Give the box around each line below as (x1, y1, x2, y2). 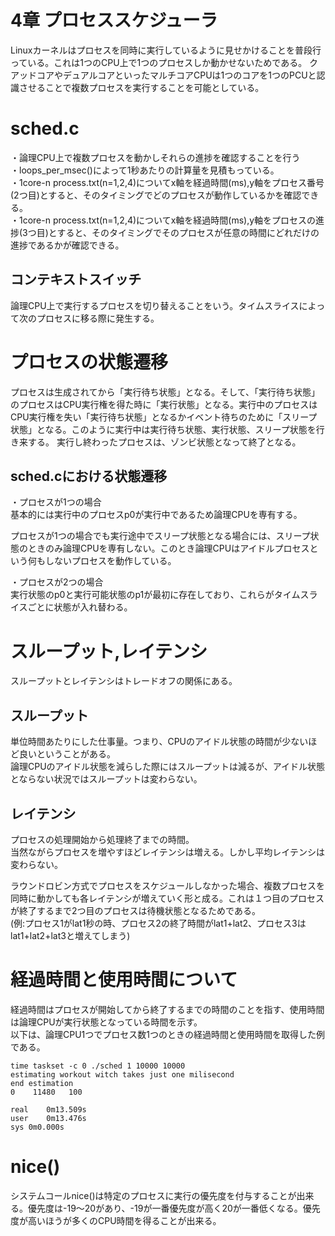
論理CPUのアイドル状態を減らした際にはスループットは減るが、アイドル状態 (10, 761, 326, 773)
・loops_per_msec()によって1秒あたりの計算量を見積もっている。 (10, 164, 280, 176)
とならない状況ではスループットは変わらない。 (10, 773, 203, 785)
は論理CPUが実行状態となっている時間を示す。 (10, 1016, 203, 1028)
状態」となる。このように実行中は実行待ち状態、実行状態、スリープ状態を (10, 423, 317, 435)
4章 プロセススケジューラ (10, 9, 218, 32)
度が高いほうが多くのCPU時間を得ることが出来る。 (10, 1214, 222, 1226)
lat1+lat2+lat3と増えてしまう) (10, 930, 131, 941)
